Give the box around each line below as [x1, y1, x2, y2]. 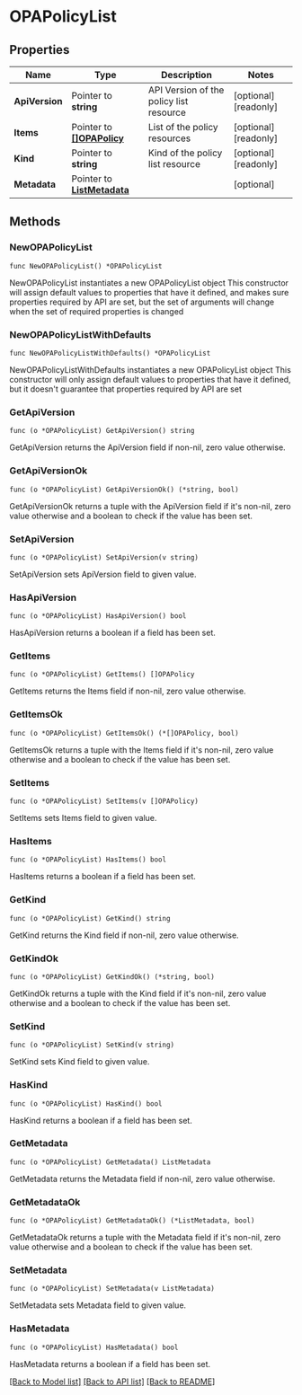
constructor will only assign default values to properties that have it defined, [9, 374, 291, 384]
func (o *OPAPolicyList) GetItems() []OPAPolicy [9, 670, 195, 679]
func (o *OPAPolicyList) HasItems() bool [9, 855, 167, 864]
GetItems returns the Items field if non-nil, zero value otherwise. [9, 685, 246, 697]
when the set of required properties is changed [9, 305, 184, 316]
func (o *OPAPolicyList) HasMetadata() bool [9, 1343, 179, 1352]
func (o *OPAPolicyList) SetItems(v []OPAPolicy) [9, 797, 200, 806]
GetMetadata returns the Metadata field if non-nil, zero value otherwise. [9, 1173, 276, 1184]
